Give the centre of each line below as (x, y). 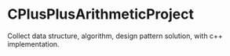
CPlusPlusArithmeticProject (100, 14)
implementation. (33, 44)
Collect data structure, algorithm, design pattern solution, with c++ (115, 36)
